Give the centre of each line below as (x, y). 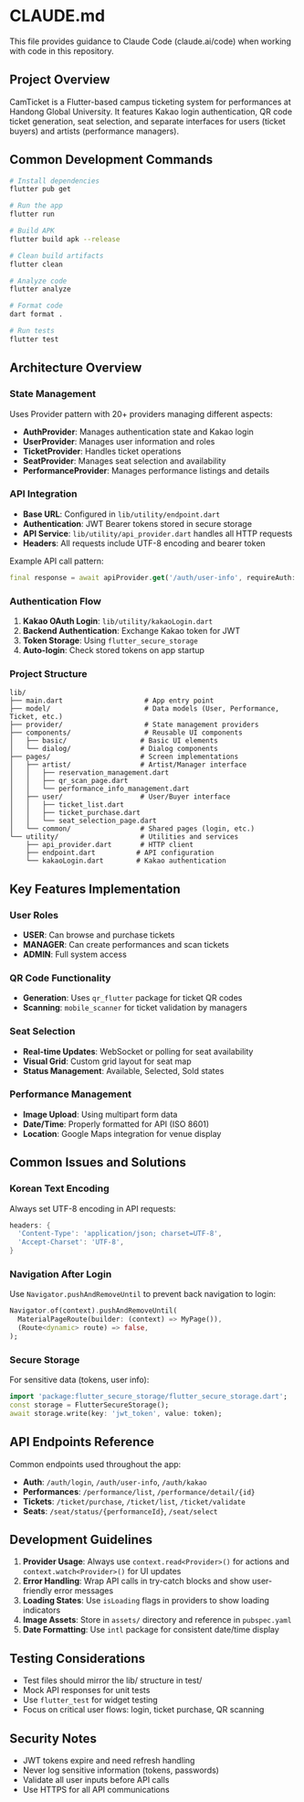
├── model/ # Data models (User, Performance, (145, 709)
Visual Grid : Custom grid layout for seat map (107, 1061)
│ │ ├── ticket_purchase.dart (75, 813)
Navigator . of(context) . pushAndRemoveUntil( (94, 1311)
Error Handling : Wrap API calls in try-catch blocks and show (136, 1581)
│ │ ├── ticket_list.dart (67, 805)
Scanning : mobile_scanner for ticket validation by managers (135, 1008)
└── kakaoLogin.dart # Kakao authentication (126, 861)
